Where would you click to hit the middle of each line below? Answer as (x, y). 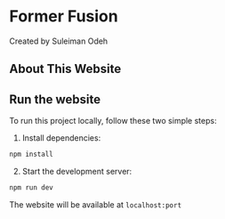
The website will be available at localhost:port (96, 204)
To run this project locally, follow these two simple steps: (113, 121)
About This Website (65, 69)
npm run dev (31, 188)
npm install (31, 154)
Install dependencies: (61, 138)
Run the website (55, 99)
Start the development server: (77, 172)
